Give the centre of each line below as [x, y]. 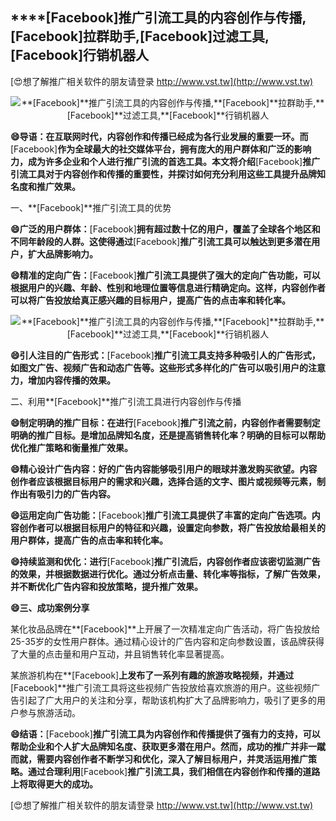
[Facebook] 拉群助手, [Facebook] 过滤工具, [140, 36]
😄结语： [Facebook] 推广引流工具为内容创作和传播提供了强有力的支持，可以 [165, 734]
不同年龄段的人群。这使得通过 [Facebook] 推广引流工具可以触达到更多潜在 [161, 241]
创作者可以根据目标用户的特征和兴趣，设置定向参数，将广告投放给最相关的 [172, 527]
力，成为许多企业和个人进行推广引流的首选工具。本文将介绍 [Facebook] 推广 [165, 161]
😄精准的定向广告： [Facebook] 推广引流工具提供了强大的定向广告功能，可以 [165, 275]
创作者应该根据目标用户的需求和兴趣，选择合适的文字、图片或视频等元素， [163, 481]
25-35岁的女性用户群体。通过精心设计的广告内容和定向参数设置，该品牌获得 [167, 641]
